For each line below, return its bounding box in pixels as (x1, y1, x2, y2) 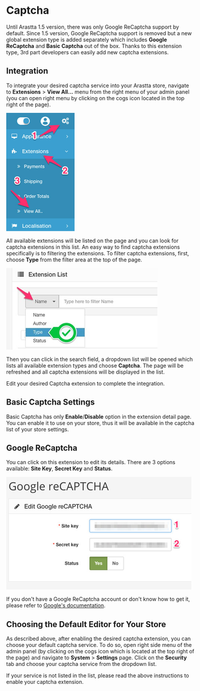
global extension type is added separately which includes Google (6, 36, 167, 43)
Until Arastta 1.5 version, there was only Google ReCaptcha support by (6, 23, 179, 30)
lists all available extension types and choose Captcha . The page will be (6, 362, 184, 369)
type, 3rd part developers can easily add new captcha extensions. (6, 48, 169, 55)
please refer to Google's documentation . (6, 602, 106, 609)
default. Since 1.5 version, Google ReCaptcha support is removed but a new (6, 29, 192, 36)
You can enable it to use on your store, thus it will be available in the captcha (6, 419, 195, 427)
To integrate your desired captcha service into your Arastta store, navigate (6, 82, 189, 89)
